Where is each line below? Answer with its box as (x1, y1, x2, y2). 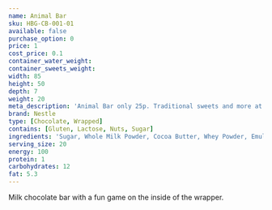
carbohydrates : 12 (8, 163, 70, 171)
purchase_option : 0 (8, 34, 74, 43)
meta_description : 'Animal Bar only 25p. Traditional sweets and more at (8, 102, 263, 110)
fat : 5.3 (8, 170, 38, 178)
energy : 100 (8, 148, 49, 156)
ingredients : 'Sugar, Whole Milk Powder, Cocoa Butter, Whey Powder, (8, 132, 249, 140)
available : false (8, 27, 67, 35)
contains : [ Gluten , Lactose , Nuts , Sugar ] (8, 125, 154, 133)
